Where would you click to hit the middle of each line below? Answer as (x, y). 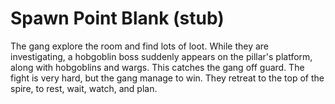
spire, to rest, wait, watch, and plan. (84, 88)
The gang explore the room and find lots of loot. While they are (139, 46)
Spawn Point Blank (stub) (117, 18)
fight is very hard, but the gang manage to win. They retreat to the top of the (167, 78)
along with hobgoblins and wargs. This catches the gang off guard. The (157, 67)
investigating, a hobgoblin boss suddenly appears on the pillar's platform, (161, 56)
